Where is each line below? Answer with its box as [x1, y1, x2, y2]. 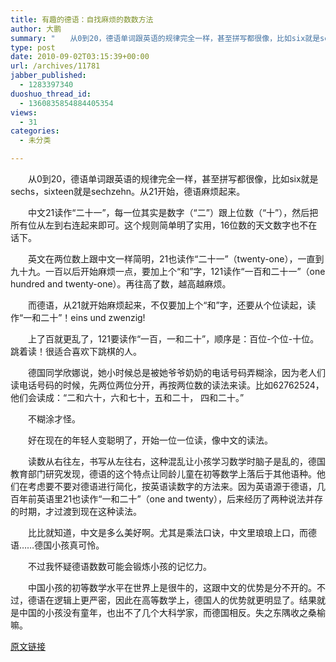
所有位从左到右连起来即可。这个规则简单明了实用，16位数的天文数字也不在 [10, 219, 318, 231]
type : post [10, 42, 56, 53]
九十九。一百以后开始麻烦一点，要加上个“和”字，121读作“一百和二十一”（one [10, 266, 326, 277]
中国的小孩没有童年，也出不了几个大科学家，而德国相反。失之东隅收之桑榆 [18, 607, 326, 618]
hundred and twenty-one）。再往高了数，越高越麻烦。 [10, 278, 232, 290]
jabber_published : [10, 71, 87, 81]
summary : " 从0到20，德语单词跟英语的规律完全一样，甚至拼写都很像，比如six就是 [10, 33, 321, 43]
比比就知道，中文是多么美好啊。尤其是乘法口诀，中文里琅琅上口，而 [27, 527, 308, 538]
